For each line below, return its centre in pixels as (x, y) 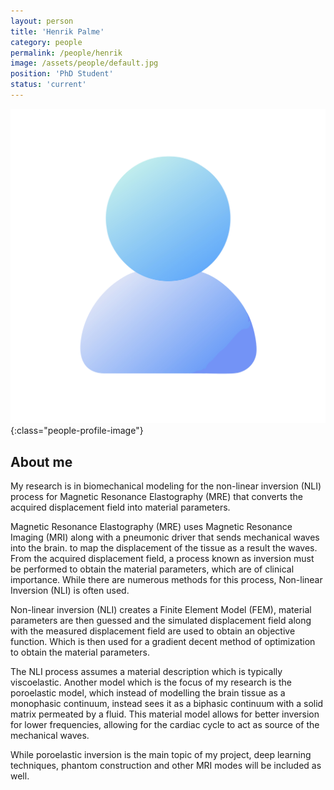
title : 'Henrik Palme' (57, 31)
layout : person (42, 21)
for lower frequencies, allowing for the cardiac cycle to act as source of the (165, 725)
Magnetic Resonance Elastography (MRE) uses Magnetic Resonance (151, 527)
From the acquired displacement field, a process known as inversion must (162, 559)
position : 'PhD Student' (62, 74)
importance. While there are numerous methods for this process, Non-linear (166, 580)
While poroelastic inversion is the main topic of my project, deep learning (161, 755)
